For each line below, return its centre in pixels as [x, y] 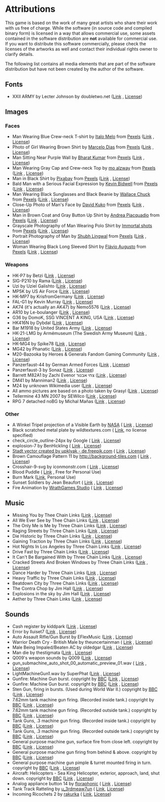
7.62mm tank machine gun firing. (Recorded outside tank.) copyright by [84, 710]
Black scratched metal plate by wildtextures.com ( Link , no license [79, 430]
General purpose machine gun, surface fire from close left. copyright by [85, 741]
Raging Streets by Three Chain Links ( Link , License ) [65, 531]
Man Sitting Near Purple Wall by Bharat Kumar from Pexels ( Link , [78, 158]
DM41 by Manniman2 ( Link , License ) [50, 380]
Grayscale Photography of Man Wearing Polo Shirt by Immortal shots [82, 226]
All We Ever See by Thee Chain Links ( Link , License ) [66, 520]
